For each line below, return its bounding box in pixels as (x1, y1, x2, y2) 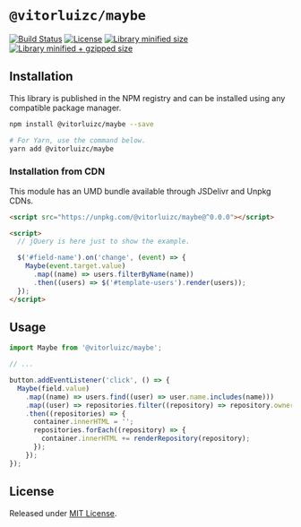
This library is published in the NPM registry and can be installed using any (9, 92, 286, 103)
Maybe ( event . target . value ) (25, 262, 126, 271)
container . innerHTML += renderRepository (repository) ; (41, 434, 251, 444)
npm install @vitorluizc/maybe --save (9, 119, 154, 128)
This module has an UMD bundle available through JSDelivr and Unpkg (9, 186, 271, 196)
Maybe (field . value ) (17, 384, 90, 393)
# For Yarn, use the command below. (9, 135, 146, 145)
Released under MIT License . (9, 507, 117, 518)
